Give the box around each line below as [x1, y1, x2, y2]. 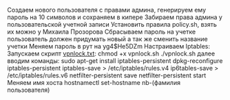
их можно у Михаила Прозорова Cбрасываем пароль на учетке [7, 27, 196, 36]
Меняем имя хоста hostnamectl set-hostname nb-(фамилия [7, 79, 181, 86]
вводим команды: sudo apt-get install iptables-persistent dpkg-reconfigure [7, 57, 223, 64]
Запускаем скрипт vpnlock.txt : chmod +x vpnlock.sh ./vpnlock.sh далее [7, 49, 216, 58]
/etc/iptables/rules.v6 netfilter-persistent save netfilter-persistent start [7, 71, 207, 79]
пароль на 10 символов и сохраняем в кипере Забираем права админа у [7, 13, 222, 21]
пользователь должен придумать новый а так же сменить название [7, 35, 208, 43]
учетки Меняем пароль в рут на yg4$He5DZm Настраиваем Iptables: [7, 42, 211, 50]
